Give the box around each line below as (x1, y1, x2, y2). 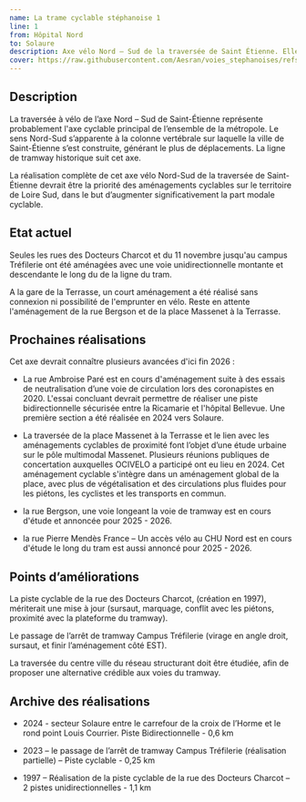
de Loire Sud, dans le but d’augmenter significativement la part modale (9, 188, 275, 200)
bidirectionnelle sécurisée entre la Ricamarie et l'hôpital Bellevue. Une (22, 402, 285, 414)
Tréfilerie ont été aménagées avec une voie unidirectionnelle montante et (9, 259, 284, 269)
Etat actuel (9, 225, 72, 241)
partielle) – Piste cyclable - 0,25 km (22, 755, 156, 766)
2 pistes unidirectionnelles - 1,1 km (22, 782, 152, 793)
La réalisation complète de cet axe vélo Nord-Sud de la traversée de (9, 169, 266, 180)
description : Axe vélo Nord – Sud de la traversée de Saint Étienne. (9, 47, 280, 56)
